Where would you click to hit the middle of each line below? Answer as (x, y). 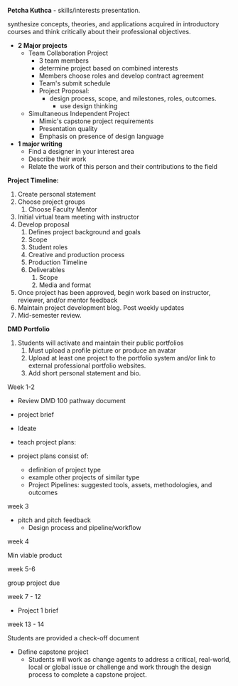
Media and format (65, 285)
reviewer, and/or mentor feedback (67, 300)
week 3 (18, 506)
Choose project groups (51, 202)
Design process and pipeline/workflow (85, 528)
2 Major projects (42, 45)
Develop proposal (43, 224)
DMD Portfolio (28, 329)
